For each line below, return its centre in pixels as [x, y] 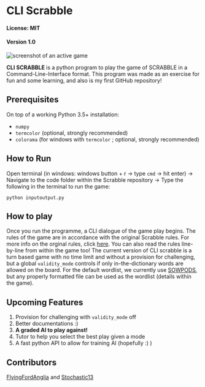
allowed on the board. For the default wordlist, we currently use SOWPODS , [102, 270]
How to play [29, 216]
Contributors [32, 362]
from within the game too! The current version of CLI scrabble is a [109, 250]
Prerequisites [33, 100]
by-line [15, 250]
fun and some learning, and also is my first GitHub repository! [84, 80]
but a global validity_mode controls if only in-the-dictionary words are [95, 263]
